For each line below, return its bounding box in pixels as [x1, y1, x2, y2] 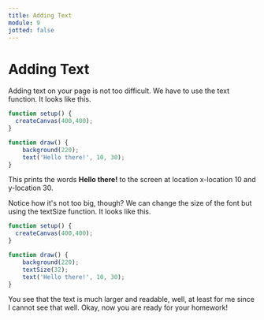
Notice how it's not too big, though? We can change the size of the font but [8, 199, 252, 208]
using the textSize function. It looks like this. [8, 207, 151, 217]
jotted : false [8, 26, 55, 34]
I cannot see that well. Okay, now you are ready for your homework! [8, 303, 229, 312]
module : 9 [8, 19, 41, 27]
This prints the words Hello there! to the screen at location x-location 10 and [8, 175, 256, 184]
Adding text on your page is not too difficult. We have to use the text [8, 86, 230, 95]
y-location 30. [8, 183, 54, 193]
